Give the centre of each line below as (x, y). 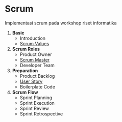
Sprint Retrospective (41, 114)
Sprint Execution (37, 103)
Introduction (33, 38)
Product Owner (36, 54)
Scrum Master (35, 59)
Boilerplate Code (38, 86)
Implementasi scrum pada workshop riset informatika (61, 23)
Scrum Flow (25, 92)
